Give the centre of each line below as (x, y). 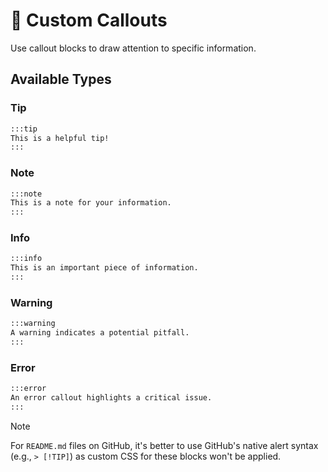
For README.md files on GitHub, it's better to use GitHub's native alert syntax (164, 445)
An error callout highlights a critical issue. (111, 398)
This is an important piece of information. (104, 268)
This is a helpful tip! (60, 138)
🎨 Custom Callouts (89, 20)
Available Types (61, 79)
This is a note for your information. (91, 203)
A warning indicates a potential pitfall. (100, 333)
